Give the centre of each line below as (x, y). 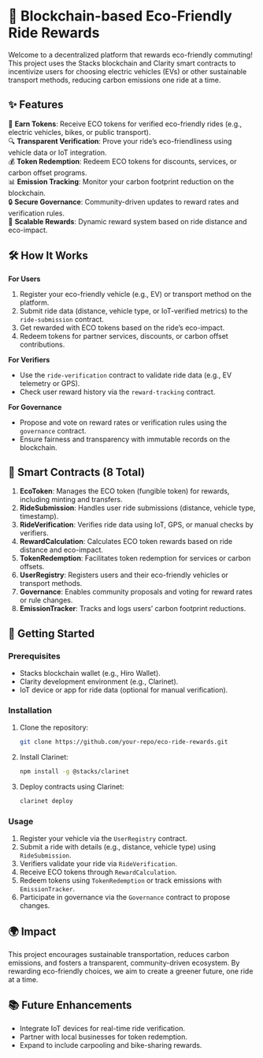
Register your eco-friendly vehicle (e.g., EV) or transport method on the (135, 294)
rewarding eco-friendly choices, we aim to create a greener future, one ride (131, 971)
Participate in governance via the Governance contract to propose (125, 897)
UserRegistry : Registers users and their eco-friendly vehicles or (124, 575)
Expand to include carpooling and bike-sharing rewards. (111, 1045)
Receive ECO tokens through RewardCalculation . (98, 872)
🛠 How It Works (48, 256)
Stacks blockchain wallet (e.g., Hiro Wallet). (90, 673)
